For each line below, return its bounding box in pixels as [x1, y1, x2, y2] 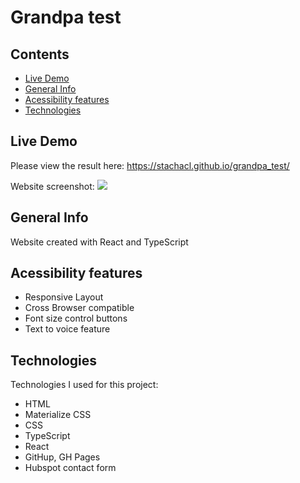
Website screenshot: [10, 180, 95, 192]
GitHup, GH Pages [24, 451, 101, 463]
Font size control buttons [24, 312, 128, 325]
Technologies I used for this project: [10, 379, 159, 391]
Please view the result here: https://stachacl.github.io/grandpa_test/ [10, 159, 290, 171]
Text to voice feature [24, 323, 111, 335]
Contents [10, 46, 70, 63]
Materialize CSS [24, 409, 92, 421]
